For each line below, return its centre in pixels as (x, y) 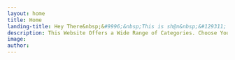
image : (17, 39)
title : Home (24, 20)
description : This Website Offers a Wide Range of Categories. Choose (112, 33)
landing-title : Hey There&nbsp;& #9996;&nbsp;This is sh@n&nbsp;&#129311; (117, 26)
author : (19, 46)
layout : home (26, 13)
